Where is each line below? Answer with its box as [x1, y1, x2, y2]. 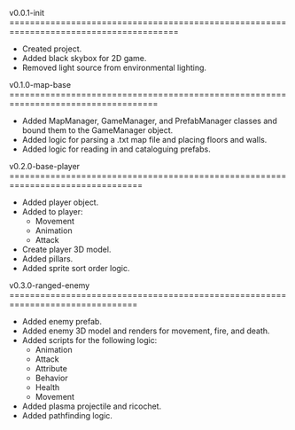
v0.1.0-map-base [9, 80, 72, 90]
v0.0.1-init [9, 8, 45, 18]
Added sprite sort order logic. [21, 263, 130, 273]
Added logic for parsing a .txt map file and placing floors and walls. [21, 135, 268, 145]
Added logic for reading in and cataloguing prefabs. [21, 144, 211, 154]
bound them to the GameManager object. [21, 125, 174, 136]
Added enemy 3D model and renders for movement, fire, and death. [21, 325, 270, 336]
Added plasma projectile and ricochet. [21, 401, 162, 411]
